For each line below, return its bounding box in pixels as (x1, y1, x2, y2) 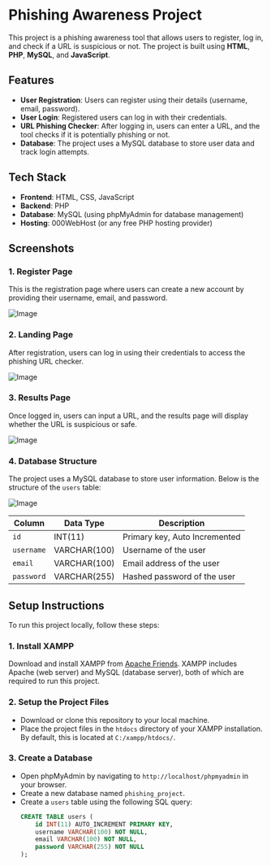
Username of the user (123, 545, 206, 556)
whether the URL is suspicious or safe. (8, 419, 138, 429)
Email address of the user (123, 558, 221, 569)
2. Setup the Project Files (8, 697, 110, 708)
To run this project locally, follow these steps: (8, 620, 160, 629)
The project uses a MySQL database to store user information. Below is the (8, 474, 260, 484)
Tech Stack (8, 171, 67, 185)
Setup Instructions (8, 598, 105, 612)
